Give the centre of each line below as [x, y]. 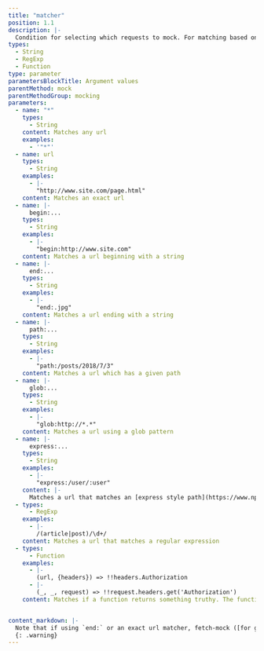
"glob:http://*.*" [66, 424]
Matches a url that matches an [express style [106, 497]
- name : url [35, 154]
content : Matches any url [65, 132]
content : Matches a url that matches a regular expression [121, 541]
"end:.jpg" [54, 307]
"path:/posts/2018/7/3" [75, 366]
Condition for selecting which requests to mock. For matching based [131, 37]
